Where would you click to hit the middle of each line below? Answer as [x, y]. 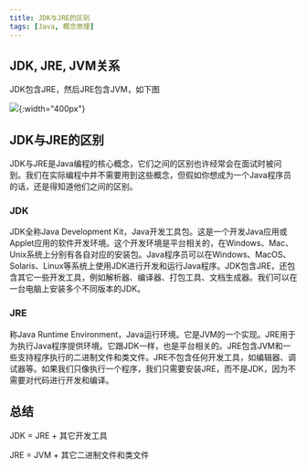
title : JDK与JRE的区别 [50, 18]
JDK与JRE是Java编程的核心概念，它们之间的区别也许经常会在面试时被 [142, 164]
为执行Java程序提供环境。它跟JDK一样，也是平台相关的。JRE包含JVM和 [146, 346]
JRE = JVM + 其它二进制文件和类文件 [79, 454]
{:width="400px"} [52, 109]
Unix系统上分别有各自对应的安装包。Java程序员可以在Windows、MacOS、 [150, 255]
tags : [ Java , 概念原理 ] [52, 27]
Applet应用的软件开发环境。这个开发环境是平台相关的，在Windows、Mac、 [152, 243]
